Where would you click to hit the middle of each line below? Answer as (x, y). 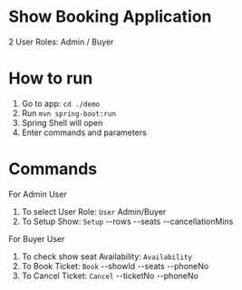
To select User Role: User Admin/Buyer (94, 211)
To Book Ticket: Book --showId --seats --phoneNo (115, 266)
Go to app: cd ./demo (61, 103)
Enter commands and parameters (84, 132)
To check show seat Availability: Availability (106, 256)
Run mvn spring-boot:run (69, 113)
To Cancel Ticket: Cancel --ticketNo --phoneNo (110, 275)
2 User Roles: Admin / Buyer (61, 42)
